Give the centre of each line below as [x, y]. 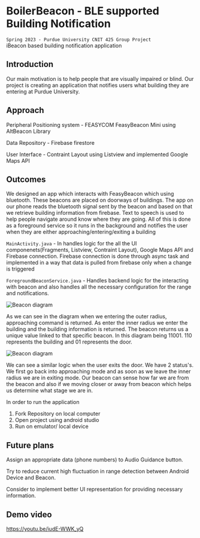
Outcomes [26, 179]
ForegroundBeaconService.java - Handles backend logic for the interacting [97, 281]
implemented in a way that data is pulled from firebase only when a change [99, 263]
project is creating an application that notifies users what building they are [98, 85]
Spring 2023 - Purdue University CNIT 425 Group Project [79, 39]
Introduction [30, 64]
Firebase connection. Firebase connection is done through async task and [98, 256]
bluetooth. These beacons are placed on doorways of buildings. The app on [100, 200]
